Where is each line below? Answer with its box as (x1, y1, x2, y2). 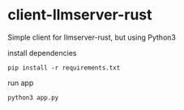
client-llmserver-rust (7, 6, 152, 24)
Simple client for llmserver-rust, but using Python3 (7, 32, 176, 42)
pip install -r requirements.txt (7, 63, 121, 72)
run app (7, 78, 34, 87)
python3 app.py (7, 93, 59, 102)
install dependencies (7, 48, 77, 57)
